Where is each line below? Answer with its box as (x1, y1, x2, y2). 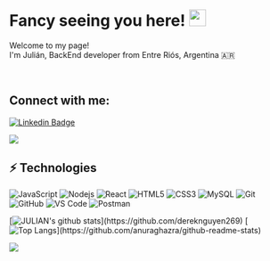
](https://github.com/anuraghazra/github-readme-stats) (56, 224, 261, 235)
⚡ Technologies (9, 160, 97, 175)
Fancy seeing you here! (9, 11, 186, 31)
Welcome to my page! (9, 40, 90, 51)
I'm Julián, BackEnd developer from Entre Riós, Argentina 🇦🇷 (9, 49, 236, 60)
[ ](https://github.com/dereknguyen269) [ (9, 215, 249, 226)
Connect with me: (9, 94, 110, 109)
